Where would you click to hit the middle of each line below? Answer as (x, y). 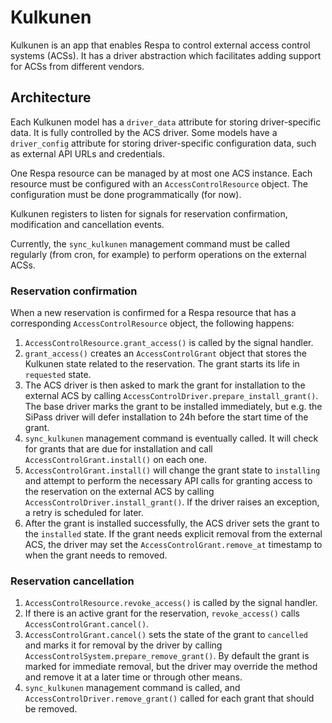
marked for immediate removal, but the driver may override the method (171, 667)
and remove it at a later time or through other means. (133, 677)
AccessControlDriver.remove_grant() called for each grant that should (169, 698)
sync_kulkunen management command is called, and (132, 688)
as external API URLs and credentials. (87, 153)
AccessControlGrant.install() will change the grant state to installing (172, 470)
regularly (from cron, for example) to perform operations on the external (158, 254)
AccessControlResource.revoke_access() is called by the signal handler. (171, 603)
